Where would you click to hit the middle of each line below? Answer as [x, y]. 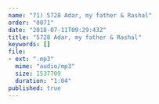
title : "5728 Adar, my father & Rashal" [75, 37]
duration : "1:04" [43, 81]
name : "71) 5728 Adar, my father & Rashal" [80, 15]
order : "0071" [31, 23]
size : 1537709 [38, 74]
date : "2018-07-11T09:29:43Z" [58, 30]
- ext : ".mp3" [31, 59]
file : [17, 52]
